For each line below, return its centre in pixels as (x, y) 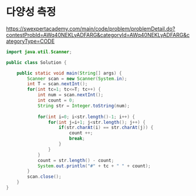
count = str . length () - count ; (76, 160)
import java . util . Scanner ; (39, 52)
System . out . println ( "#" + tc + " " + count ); (94, 166)
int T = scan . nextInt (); (58, 84)
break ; (77, 138)
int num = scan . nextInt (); (70, 95)
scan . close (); (44, 177)
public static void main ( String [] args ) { (69, 73)
